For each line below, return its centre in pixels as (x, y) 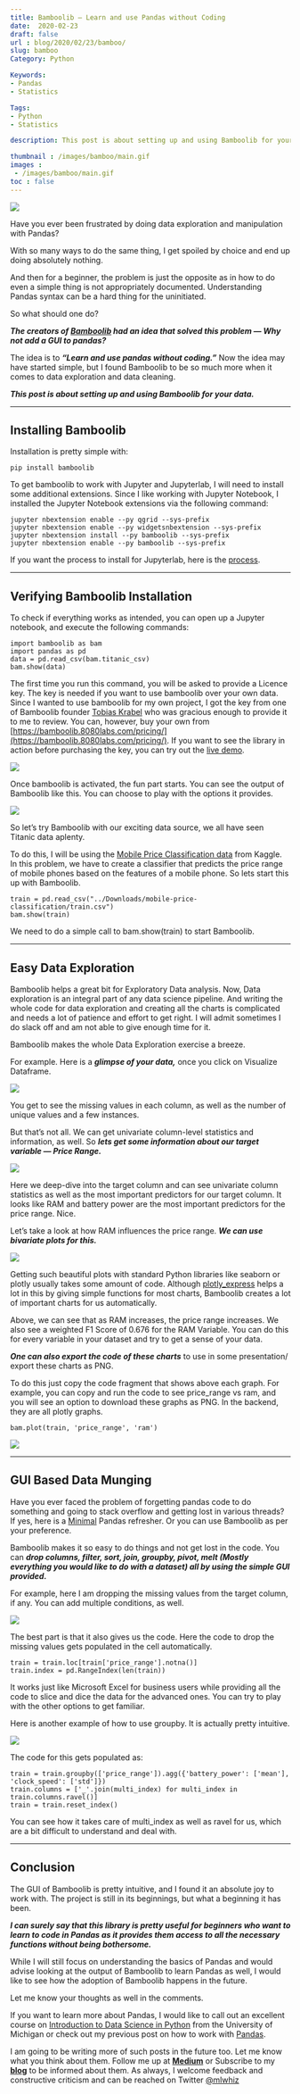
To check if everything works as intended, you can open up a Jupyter (138, 618)
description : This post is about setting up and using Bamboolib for (142, 141)
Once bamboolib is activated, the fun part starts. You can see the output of (147, 784)
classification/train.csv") (62, 907)
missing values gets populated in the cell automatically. (111, 1646)
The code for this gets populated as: (77, 1757)
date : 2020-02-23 (44, 26)
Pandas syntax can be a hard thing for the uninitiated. (108, 296)
